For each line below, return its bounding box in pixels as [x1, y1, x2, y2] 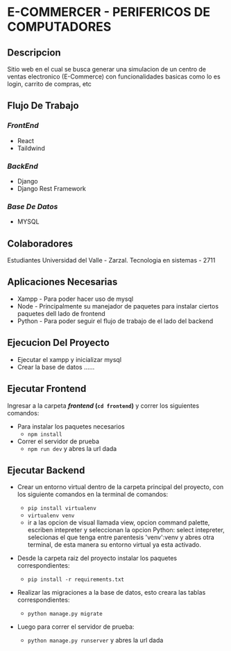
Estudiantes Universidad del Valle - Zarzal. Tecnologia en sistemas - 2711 [7, 256, 216, 265]
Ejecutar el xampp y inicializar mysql [17, 355, 122, 363]
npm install [27, 431, 62, 438]
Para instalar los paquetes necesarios [17, 422, 125, 431]
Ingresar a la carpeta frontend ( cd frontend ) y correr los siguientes [7, 401, 200, 410]
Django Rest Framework [17, 184, 87, 192]
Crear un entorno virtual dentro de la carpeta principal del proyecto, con [17, 483, 224, 491]
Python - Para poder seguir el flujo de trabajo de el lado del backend [17, 317, 214, 325]
